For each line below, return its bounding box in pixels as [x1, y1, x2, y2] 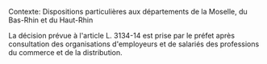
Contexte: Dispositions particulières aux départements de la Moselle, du [8, 7, 248, 16]
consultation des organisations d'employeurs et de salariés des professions [8, 39, 260, 49]
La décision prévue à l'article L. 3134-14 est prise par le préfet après [8, 31, 236, 40]
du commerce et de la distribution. [8, 48, 123, 57]
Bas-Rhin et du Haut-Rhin [8, 15, 94, 25]
